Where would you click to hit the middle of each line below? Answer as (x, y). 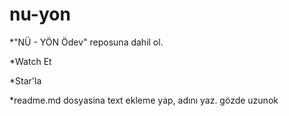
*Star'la (25, 80)
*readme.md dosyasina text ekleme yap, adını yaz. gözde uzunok (144, 100)
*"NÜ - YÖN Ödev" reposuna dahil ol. (86, 42)
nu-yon (40, 14)
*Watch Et (30, 61)
